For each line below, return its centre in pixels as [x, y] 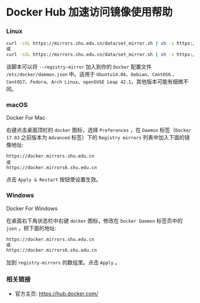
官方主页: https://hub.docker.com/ [57, 293]
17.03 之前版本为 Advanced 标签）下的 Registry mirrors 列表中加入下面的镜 [98, 138]
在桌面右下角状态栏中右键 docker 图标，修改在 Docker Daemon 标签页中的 [94, 220]
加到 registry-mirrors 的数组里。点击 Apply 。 [63, 263]
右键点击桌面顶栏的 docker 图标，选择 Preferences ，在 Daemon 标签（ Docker [99, 130]
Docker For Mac [26, 118]
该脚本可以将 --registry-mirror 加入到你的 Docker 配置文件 [79, 67]
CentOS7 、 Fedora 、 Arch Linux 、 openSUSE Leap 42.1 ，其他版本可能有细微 [95, 82]
